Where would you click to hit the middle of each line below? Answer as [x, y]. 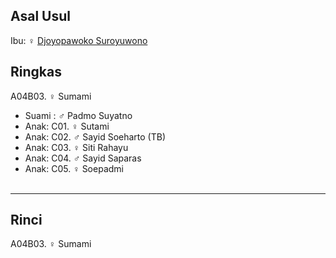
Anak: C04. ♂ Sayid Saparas [83, 158]
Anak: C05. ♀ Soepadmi [74, 168]
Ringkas [36, 72]
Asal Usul [40, 16]
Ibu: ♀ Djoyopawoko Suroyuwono [79, 40]
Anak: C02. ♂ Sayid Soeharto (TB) [95, 136]
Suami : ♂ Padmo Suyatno [78, 115]
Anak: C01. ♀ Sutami [67, 126]
